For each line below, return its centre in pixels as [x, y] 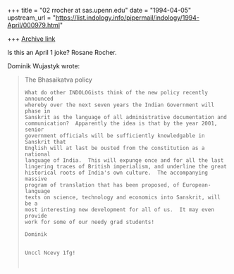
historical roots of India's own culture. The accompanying [116, 173]
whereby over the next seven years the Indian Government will [119, 105]
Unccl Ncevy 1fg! [50, 253]
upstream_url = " [32, 18]
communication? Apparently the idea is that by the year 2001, [121, 123]
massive [36, 179]
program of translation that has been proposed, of [102, 185]
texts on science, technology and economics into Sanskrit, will [122, 197]
